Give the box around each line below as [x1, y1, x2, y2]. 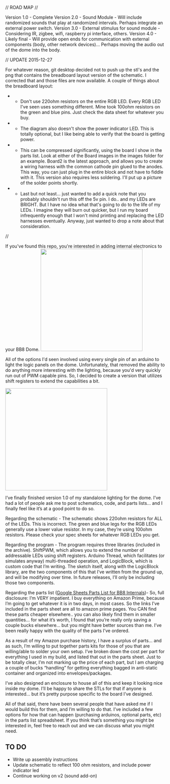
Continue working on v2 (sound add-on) [12, 772, 98, 779]
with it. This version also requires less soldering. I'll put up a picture [20, 174, 162, 181]
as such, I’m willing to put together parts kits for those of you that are [5, 643, 150, 649]
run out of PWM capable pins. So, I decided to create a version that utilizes [5, 373, 162, 378]
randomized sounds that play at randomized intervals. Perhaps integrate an [5, 20, 163, 26]
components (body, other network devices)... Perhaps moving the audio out [5, 41, 164, 48]
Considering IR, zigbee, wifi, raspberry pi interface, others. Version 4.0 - [5, 31, 157, 36]
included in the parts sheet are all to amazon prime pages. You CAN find [5, 606, 157, 612]
